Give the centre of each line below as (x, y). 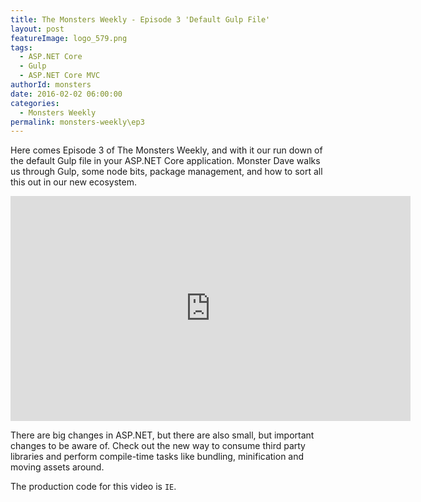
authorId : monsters (51, 85)
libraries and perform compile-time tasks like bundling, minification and (157, 457)
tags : (21, 47)
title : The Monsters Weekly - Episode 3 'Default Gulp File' (140, 19)
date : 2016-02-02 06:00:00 (66, 94)
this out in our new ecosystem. (73, 182)
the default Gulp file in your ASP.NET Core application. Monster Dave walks (165, 161)
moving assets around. (57, 467)
